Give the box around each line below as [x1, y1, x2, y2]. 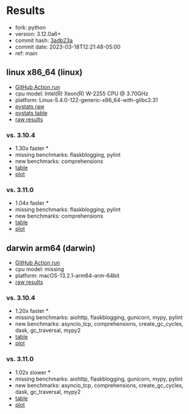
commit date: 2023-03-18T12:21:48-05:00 [15, 43, 121, 50]
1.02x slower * [15, 368, 51, 376]
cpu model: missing [15, 266, 65, 273]
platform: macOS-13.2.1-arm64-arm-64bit [15, 272, 120, 280]
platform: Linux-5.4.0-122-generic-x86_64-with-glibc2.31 [15, 96, 159, 103]
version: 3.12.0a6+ [15, 30, 61, 37]
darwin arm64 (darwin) [6, 243, 96, 253]
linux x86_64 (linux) [6, 67, 83, 78]
